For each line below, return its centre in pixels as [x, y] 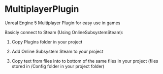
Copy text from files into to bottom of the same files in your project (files [85, 61]
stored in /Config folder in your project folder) [58, 66]
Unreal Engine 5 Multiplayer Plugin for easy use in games [63, 23]
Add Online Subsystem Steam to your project [58, 51]
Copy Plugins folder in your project [47, 42]
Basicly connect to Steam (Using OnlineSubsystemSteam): [64, 32]
